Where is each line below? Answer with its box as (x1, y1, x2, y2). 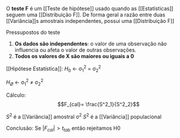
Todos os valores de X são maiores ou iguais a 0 (14, 53, 134, 59)
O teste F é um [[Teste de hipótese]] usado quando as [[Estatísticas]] (6, 5, 174, 12)
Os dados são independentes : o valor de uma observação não (14, 41, 167, 47)
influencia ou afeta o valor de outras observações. (14, 46, 137, 53)
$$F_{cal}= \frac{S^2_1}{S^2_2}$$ (57, 100, 140, 107)
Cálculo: (6, 91, 26, 99)
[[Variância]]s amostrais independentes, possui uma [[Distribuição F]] (6, 18, 175, 24)
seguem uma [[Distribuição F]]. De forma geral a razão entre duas (6, 11, 165, 18)
